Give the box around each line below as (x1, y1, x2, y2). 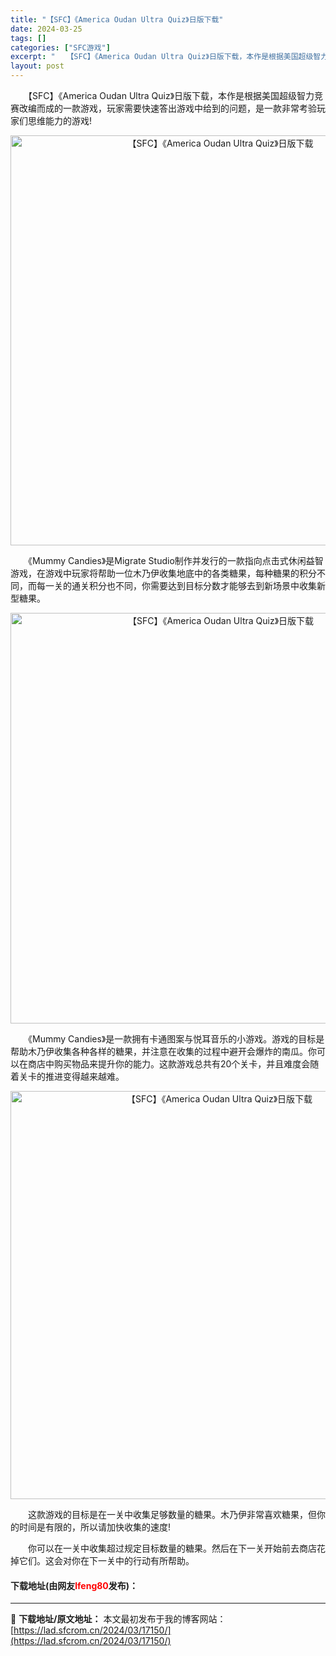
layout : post (10, 61, 65, 71)
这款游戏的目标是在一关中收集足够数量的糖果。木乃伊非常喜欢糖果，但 (27, 1509, 317, 1520)
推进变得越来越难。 (44, 1071, 125, 1082)
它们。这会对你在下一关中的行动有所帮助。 (18, 1555, 195, 1566)
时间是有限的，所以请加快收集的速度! (18, 1521, 172, 1533)
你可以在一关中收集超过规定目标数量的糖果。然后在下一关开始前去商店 (27, 1542, 317, 1554)
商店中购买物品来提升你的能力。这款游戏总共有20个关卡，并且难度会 (27, 1058, 311, 1070)
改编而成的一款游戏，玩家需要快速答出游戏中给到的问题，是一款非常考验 (18, 102, 317, 114)
